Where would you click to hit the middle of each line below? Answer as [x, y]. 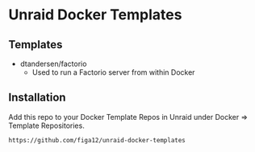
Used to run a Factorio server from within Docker [113, 72]
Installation [37, 98]
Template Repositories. [46, 125]
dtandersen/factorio [53, 64]
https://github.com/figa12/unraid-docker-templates [97, 140]
